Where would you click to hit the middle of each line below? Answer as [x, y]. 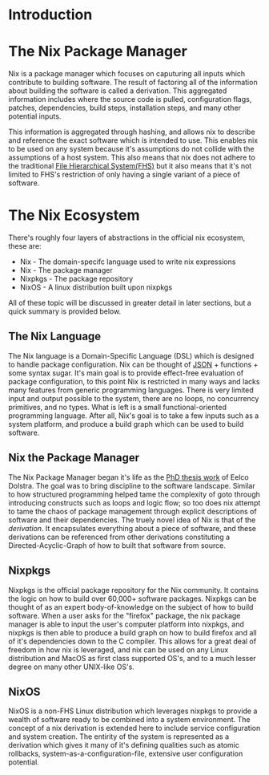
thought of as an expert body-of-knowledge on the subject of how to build [131, 607]
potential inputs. [35, 116]
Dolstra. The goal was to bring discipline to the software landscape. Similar [132, 485]
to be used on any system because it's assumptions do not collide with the [131, 149]
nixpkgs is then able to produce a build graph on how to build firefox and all [133, 632]
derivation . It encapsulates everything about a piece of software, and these [132, 528]
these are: [25, 246]
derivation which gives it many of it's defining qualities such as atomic [124, 745]
